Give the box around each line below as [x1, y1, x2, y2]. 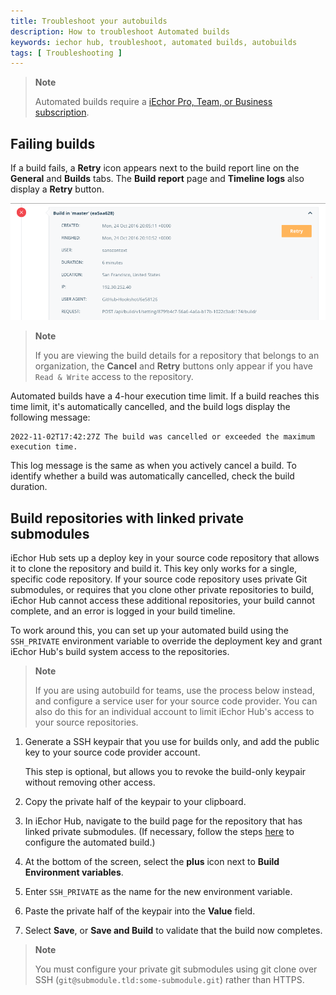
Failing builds [10, 135, 96, 152]
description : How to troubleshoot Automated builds [10, 26, 230, 37]
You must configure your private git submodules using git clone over [34, 963, 318, 975]
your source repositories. [34, 716, 139, 728]
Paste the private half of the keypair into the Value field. [24, 905, 256, 917]
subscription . [34, 106, 90, 119]
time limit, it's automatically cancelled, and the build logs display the [10, 401, 291, 413]
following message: [10, 411, 91, 424]
